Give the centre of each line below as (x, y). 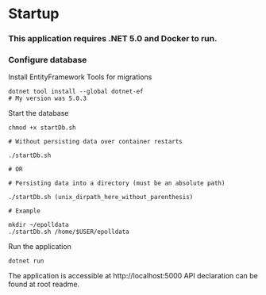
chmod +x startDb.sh (42, 128)
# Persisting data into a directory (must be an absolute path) (117, 183)
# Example (25, 211)
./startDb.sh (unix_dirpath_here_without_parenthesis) (101, 197)
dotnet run (26, 261)
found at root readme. (44, 284)
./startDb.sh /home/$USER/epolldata (69, 232)
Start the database (39, 113)
